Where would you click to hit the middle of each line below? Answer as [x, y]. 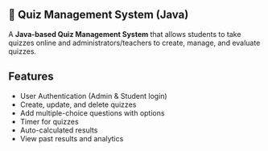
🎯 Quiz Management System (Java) [99, 15]
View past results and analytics [72, 138]
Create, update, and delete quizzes [78, 104]
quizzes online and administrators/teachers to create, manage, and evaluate [134, 43]
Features [31, 77]
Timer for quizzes [49, 121]
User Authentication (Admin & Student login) [93, 96]
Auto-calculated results [59, 130]
